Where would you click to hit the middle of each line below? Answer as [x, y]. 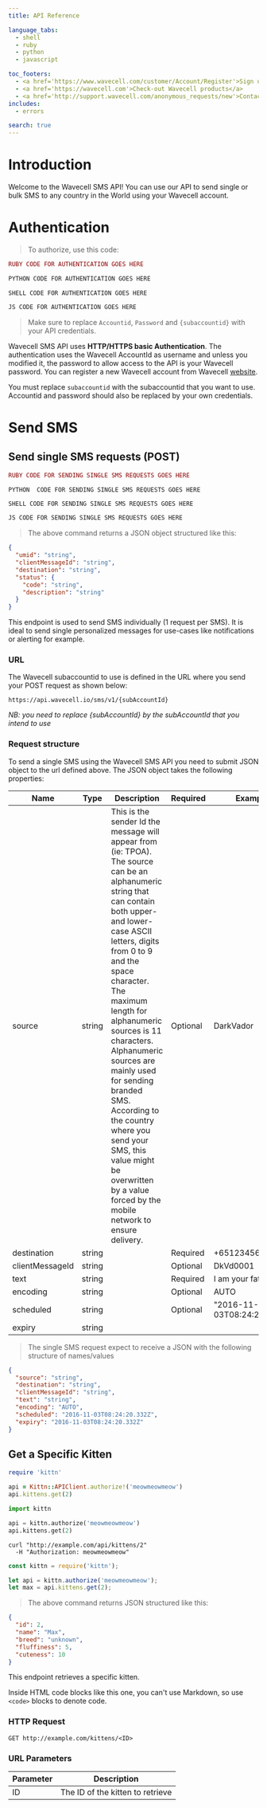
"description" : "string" [64, 592]
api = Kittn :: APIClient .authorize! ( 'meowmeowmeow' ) [95, 1487]
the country [133, 1120]
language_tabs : [33, 30]
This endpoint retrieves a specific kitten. [74, 1677]
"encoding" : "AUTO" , [49, 1407]
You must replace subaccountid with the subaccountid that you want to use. [132, 386]
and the [125, 961]
